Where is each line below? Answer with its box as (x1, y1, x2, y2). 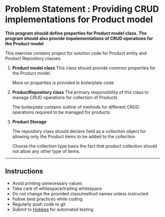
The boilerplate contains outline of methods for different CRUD (12, 104, 139, 110)
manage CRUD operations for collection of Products (12, 94, 118, 100)
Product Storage (12, 119, 47, 124)
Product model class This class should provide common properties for (12, 65, 156, 71)
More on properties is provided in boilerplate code (12, 80, 114, 86)
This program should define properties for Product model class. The (5, 30, 147, 36)
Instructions (5, 167, 43, 176)
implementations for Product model (5, 14, 153, 25)
